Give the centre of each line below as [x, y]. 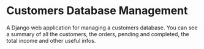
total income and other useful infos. [51, 40]
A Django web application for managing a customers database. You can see [102, 28]
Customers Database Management [97, 11]
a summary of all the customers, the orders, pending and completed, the [98, 34]
